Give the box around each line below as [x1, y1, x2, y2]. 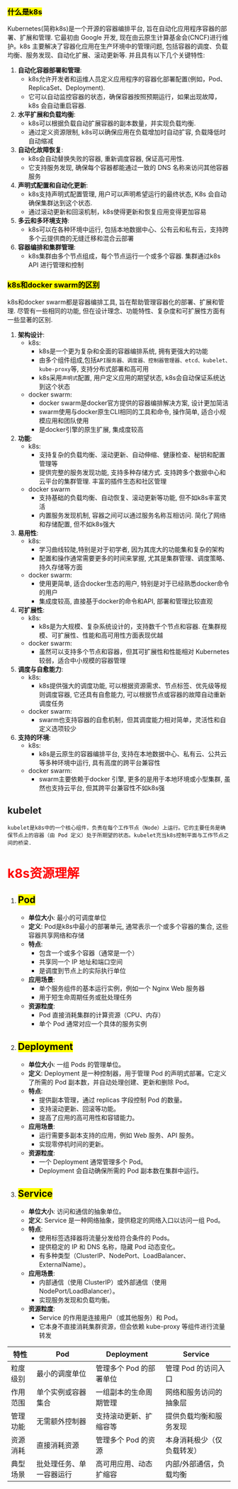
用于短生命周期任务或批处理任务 [38, 993, 132, 1002]
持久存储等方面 [38, 562, 83, 571]
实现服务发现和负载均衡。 [38, 1296, 114, 1304]
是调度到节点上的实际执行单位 [38, 966, 126, 975]
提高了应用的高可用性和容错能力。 [38, 1114, 139, 1122]
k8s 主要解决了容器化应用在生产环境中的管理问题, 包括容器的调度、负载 [19, 42, 228, 51]
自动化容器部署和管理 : [17, 66, 82, 74]
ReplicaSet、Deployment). [28, 84, 106, 92]
